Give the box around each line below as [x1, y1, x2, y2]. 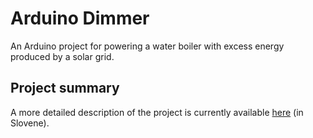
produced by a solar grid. [10, 50, 115, 62]
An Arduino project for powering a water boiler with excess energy [10, 40, 285, 52]
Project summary [10, 80, 120, 97]
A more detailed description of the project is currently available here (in [10, 106, 304, 118]
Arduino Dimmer [10, 7, 150, 30]
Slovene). [10, 117, 50, 129]
